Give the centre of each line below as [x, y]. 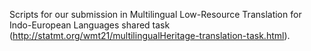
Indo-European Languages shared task [90, 25]
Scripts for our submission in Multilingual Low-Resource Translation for [155, 14]
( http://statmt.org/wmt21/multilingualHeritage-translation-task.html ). [150, 35]
